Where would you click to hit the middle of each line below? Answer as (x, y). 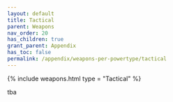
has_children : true (36, 40)
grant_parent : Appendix (42, 46)
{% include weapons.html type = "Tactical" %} (74, 78)
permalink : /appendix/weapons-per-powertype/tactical (87, 59)
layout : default (31, 14)
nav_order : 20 (28, 33)
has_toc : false (29, 53)
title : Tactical (31, 20)
